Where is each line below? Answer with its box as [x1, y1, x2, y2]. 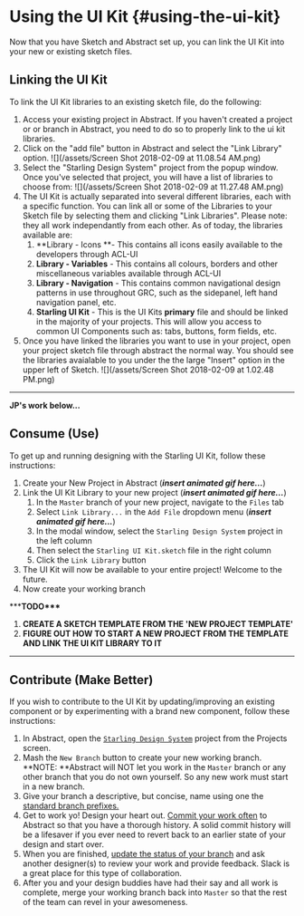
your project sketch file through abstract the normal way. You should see [22, 344, 294, 355]
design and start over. [22, 839, 104, 850]
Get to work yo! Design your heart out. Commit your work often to [22, 810, 268, 821]
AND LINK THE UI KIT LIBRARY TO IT [22, 637, 163, 649]
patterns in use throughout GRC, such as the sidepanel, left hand [35, 287, 278, 298]
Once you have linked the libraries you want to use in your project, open [22, 335, 291, 346]
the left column [35, 535, 92, 545]
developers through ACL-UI [35, 248, 138, 259]
